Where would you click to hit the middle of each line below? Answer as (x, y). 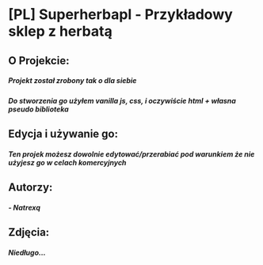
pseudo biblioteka (38, 109)
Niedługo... (27, 252)
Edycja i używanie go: (63, 133)
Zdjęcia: (29, 232)
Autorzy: (30, 187)
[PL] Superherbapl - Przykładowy (121, 15)
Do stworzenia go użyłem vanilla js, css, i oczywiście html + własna (122, 100)
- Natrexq (25, 207)
